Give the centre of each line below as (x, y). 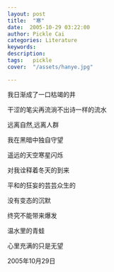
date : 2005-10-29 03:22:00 (49, 27)
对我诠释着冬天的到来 (38, 170)
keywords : (22, 47)
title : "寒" (26, 21)
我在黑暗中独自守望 (35, 140)
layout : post (27, 14)
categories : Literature (42, 41)
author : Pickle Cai (36, 34)
